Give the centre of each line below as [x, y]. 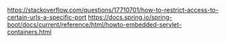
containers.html [29, 32]
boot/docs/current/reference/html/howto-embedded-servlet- [94, 24]
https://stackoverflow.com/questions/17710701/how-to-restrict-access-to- [113, 10]
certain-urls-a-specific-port [47, 17]
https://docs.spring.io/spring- [130, 17]
